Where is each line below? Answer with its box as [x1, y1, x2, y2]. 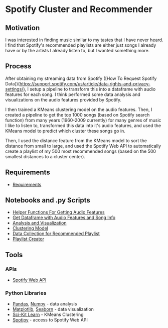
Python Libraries [5, 290, 47, 297]
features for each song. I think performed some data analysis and [5, 91, 140, 97]
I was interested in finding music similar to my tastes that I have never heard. [5, 37, 163, 43]
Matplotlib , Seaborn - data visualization [12, 306, 94, 312]
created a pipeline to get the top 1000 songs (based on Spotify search [5, 112, 150, 118]
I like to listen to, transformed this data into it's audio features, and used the [5, 122, 161, 129]
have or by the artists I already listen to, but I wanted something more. [5, 48, 150, 53]
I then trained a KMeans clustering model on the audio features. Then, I [5, 106, 152, 113]
